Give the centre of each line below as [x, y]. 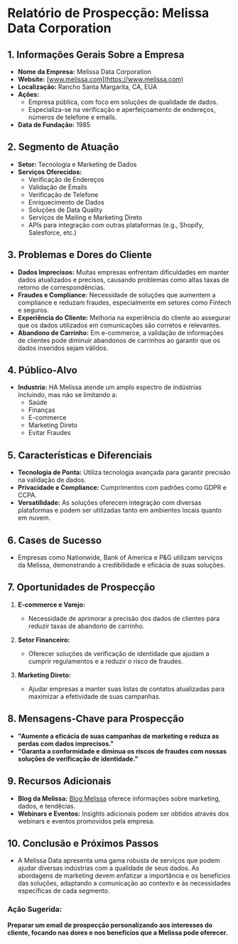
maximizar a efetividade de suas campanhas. [94, 696]
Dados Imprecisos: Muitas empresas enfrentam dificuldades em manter [123, 272]
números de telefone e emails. [72, 117]
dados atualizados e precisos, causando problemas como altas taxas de [123, 279]
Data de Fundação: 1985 [54, 125]
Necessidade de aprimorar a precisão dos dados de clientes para [124, 618]
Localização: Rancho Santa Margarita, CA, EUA [87, 87]
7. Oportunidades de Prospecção [81, 587]
